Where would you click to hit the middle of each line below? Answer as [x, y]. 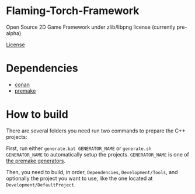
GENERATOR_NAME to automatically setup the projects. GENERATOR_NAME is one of [98, 154]
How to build [37, 115]
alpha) [14, 33]
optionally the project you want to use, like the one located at [79, 178]
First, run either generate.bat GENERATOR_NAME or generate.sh [79, 148]
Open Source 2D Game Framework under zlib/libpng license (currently [91, 27]
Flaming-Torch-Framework [73, 11]
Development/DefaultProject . [41, 184]
